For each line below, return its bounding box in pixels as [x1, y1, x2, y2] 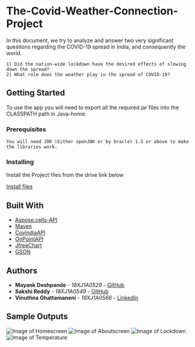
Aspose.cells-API [14, 216, 58, 224]
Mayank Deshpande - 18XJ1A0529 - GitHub [14, 281, 125, 288]
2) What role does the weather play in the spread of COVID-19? [6, 71, 170, 77]
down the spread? [6, 66, 50, 73]
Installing [6, 158, 34, 166]
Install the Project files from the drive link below [6, 171, 124, 179]
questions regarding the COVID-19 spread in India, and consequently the [6, 43, 186, 50]
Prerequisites [6, 125, 46, 133]
